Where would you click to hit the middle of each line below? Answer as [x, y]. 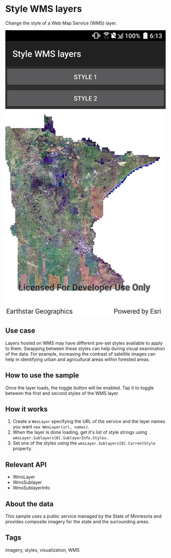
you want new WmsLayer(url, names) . [51, 427]
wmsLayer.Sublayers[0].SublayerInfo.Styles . [60, 438]
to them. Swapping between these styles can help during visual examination [85, 348]
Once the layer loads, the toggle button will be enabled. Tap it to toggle [80, 388]
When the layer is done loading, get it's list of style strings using [80, 432]
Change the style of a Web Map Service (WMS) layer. [61, 23]
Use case [20, 331]
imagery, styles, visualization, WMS [42, 550]
